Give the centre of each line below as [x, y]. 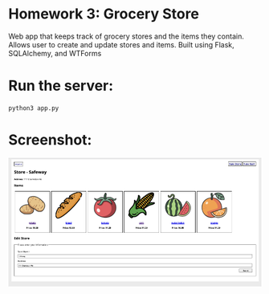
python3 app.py [34, 108]
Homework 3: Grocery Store [104, 14]
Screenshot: [50, 140]
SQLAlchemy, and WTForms [55, 53]
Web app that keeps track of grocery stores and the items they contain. [126, 36]
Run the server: [61, 86]
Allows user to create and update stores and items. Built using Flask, [121, 44]
